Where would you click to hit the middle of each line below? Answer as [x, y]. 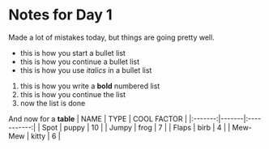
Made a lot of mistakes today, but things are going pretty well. [111, 37]
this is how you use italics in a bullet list [86, 70]
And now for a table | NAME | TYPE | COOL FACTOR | [98, 118]
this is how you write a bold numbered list [90, 86]
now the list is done [53, 103]
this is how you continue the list [73, 94]
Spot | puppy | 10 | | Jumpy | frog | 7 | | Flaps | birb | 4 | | [136, 127]
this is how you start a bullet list [73, 53]
